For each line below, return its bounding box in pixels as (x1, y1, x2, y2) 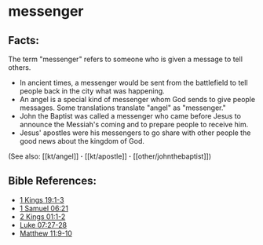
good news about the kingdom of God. (19, 137, 145, 145)
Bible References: (8, 174, 97, 188)
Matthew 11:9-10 (19, 229, 73, 238)
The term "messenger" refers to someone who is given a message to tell (8, 54, 243, 64)
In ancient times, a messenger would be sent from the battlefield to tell (19, 78, 249, 87)
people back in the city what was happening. (19, 86, 165, 96)
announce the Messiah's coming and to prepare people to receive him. (19, 120, 249, 129)
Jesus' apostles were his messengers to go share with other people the (19, 128, 251, 137)
